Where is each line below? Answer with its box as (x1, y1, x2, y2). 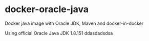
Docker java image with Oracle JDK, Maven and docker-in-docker (5, 20, 144, 26)
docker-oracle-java (5, 4, 89, 15)
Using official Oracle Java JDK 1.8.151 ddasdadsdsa (5, 30, 113, 36)
